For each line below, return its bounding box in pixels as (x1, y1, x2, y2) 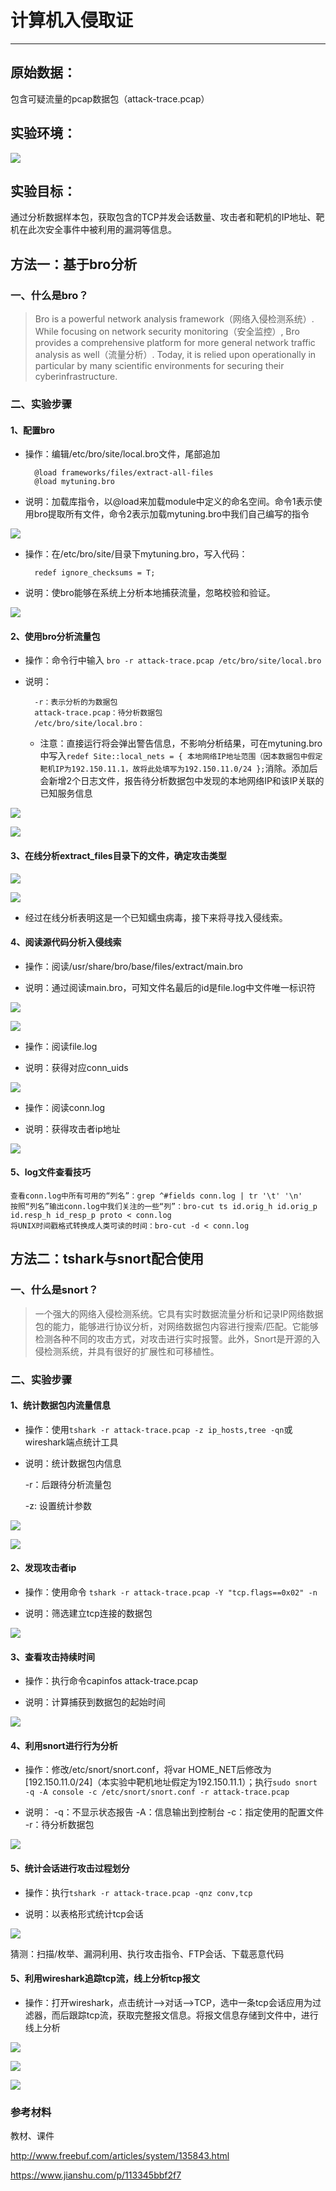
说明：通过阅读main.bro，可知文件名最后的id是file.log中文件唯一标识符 (24, 981, 317, 993)
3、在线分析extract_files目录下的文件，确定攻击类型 (10, 849, 227, 861)
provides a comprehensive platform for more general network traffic (34, 337, 316, 349)
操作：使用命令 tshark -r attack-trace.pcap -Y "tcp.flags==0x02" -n (24, 1586, 318, 1598)
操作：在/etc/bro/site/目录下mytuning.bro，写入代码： (24, 548, 248, 560)
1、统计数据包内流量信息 (10, 1399, 112, 1411)
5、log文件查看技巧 (10, 1166, 91, 1178)
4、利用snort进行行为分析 (10, 1739, 118, 1751)
